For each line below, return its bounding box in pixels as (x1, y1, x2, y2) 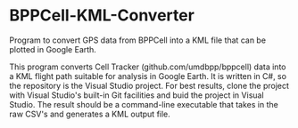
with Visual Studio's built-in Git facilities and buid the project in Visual (9, 90, 265, 100)
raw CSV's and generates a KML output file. (9, 108, 171, 119)
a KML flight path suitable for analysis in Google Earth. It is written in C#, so (9, 70, 287, 81)
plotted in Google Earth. (9, 44, 96, 54)
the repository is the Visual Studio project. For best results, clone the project (9, 80, 290, 91)
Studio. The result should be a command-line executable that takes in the (9, 99, 278, 109)
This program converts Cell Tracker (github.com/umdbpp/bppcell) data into (9, 61, 286, 72)
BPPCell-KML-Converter (9, 5, 195, 26)
